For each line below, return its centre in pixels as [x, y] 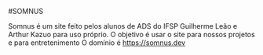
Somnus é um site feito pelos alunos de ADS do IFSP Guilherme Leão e [123, 26]
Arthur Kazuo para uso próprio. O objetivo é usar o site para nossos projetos [131, 34]
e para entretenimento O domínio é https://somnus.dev [97, 43]
